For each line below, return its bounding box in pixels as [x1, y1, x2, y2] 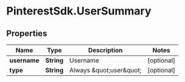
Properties [6, 28, 47, 39]
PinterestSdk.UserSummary [6, 4, 152, 18]
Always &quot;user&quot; [69, 66, 142, 74]
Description [88, 46, 123, 54]
